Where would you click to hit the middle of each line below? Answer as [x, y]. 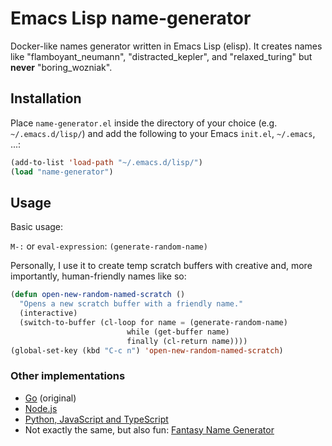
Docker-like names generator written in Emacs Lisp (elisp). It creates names [166, 46]
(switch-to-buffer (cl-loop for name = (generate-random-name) [153, 322]
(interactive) [48, 313]
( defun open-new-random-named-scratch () [98, 295]
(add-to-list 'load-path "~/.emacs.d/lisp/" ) [106, 162]
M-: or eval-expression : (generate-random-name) [109, 246]
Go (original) [50, 398]
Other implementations [68, 376]
